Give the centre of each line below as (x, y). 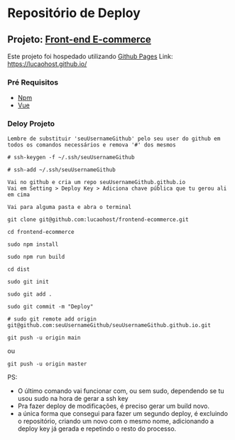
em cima (19, 194)
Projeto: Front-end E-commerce (79, 39)
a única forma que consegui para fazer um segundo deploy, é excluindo (123, 413)
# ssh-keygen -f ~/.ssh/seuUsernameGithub (71, 157)
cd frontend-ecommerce (41, 232)
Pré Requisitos (33, 82)
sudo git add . (30, 294)
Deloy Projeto (31, 124)
